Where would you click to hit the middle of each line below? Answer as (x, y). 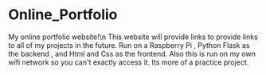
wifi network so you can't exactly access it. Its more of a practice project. (129, 62)
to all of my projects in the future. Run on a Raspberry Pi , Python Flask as (129, 45)
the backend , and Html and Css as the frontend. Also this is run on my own (132, 53)
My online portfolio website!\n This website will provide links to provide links (133, 37)
